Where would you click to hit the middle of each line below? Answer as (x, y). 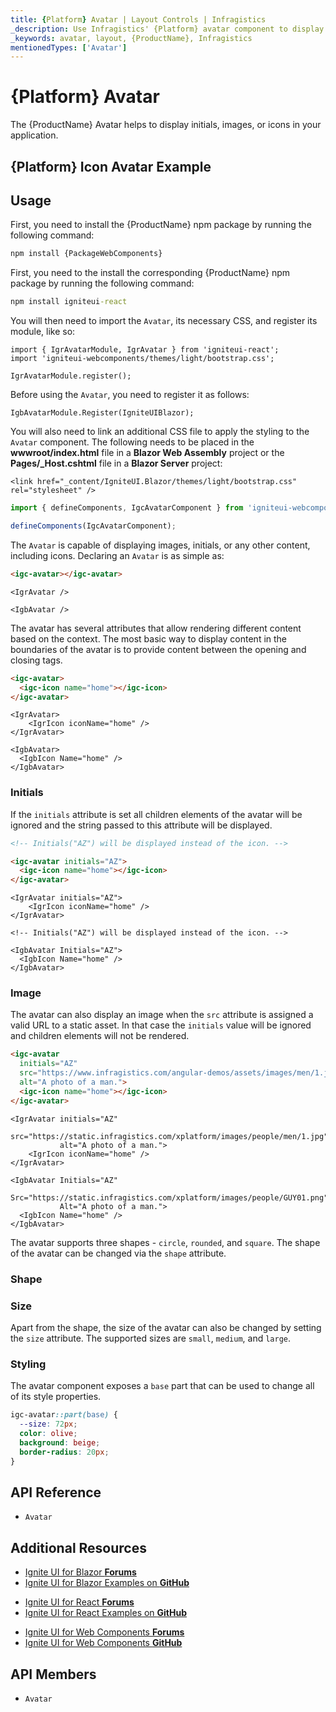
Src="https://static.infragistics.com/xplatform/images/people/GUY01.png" (169, 1197)
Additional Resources (78, 1547)
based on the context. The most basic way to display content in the (149, 638)
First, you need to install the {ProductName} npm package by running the (161, 225)
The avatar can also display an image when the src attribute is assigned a (162, 1015)
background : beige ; (60, 1442)
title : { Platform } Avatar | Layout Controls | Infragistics (138, 19)
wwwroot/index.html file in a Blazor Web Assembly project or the (147, 453)
